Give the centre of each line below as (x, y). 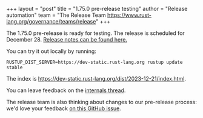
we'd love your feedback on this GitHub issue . (64, 108)
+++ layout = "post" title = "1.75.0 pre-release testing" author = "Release (97, 9)
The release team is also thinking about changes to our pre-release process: (101, 102)
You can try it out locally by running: (52, 51)
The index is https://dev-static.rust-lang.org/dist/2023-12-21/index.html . (96, 79)
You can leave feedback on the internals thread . (66, 90)
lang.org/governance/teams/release (51, 21)
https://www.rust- (129, 15)
